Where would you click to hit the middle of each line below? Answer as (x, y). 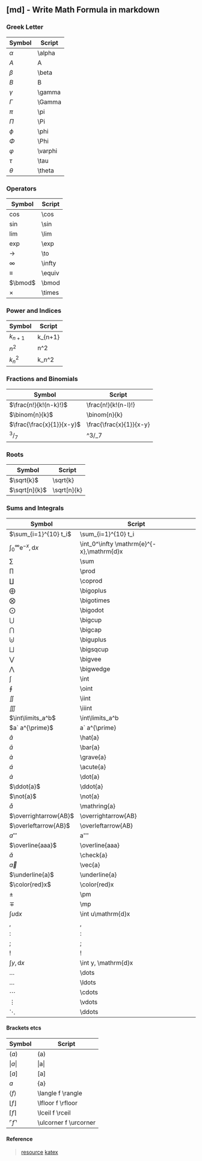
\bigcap (91, 629)
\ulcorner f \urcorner (66, 1122)
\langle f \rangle (60, 1093)
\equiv (50, 272)
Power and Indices (34, 310)
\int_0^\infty (96, 544)
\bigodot (92, 610)
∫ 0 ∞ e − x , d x (24, 547)
